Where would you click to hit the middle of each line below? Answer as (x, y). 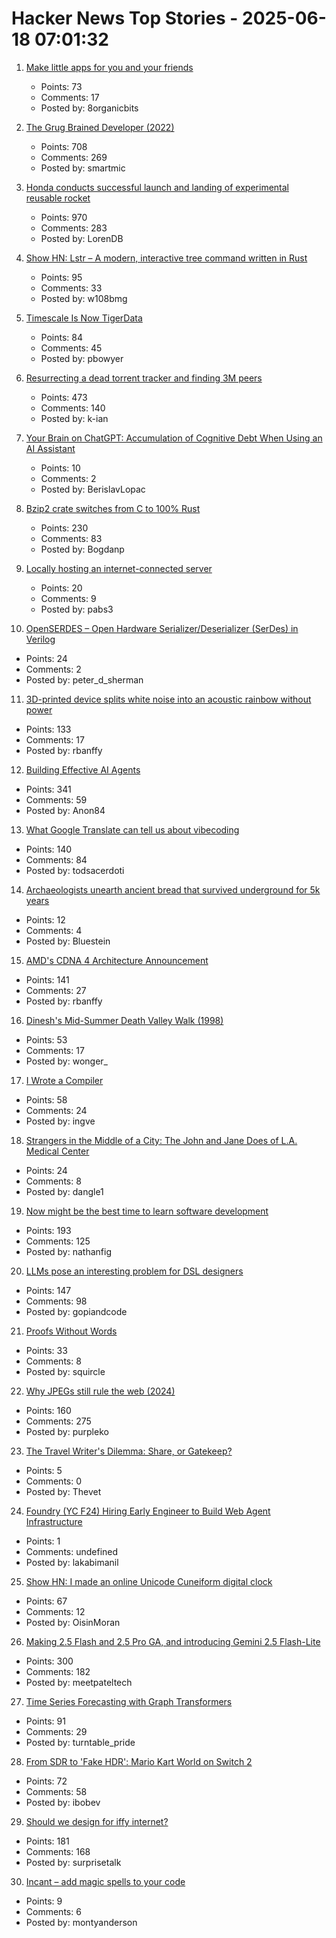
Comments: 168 (58, 1851)
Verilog (40, 639)
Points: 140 (49, 849)
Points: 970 (64, 217)
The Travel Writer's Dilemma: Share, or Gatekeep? (129, 1451)
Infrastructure (54, 1521)
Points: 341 (48, 789)
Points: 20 (61, 588)
